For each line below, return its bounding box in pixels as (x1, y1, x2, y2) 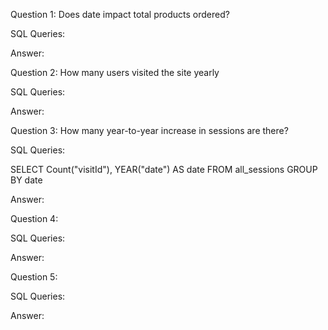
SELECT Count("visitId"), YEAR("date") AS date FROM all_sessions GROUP (10, 164, 318, 175)
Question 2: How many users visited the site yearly (10, 67, 220, 78)
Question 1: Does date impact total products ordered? (10, 9, 230, 20)
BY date (10, 174, 43, 186)
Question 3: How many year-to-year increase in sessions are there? (10, 125, 289, 136)
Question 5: (10, 271, 58, 283)
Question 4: (10, 213, 59, 224)
